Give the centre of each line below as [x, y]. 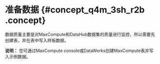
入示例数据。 [18, 56]
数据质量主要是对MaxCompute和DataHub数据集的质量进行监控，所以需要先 [80, 34]
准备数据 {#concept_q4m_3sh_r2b [75, 10]
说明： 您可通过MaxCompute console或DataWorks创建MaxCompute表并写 [79, 51]
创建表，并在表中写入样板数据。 [37, 40]
